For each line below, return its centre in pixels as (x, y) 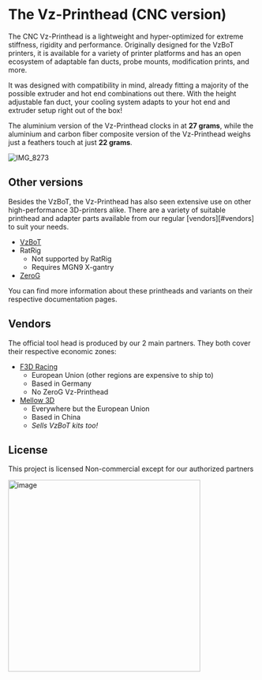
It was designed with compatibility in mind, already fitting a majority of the (128, 85)
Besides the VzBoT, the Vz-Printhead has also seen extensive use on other (130, 201)
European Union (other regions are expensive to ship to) (123, 375)
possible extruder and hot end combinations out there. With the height (122, 93)
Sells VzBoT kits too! (65, 425)
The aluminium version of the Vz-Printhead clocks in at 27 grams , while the (131, 125)
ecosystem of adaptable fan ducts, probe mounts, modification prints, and (129, 62)
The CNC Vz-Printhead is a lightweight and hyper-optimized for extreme (126, 36)
